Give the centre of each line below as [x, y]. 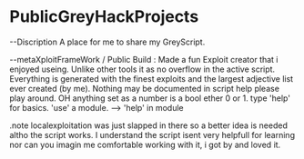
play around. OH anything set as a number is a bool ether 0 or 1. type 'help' [150, 98]
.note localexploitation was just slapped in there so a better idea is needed [149, 125]
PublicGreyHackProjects [104, 17]
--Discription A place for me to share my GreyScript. [107, 42]
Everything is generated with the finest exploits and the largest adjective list [152, 78]
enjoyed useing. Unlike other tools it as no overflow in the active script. [142, 69]
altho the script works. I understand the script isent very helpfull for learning [152, 134]
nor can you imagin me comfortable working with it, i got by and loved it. [145, 144]
